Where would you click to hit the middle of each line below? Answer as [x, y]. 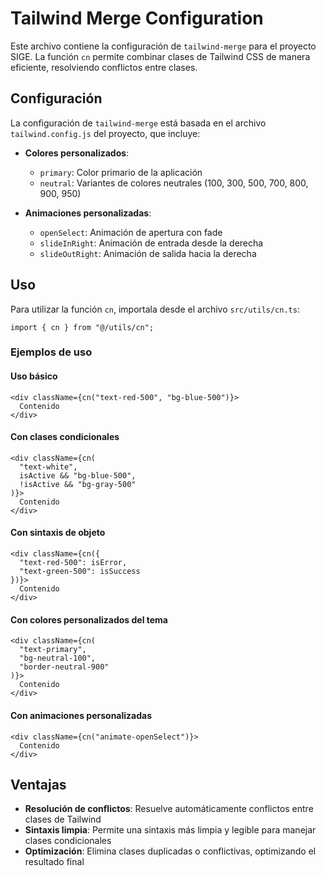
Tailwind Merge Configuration [137, 18]
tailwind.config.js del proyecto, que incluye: [105, 133]
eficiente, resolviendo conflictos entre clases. [104, 67]
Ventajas [38, 784]
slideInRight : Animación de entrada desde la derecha [151, 243]
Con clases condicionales [65, 437]
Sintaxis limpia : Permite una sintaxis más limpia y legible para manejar [170, 830]
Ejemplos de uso [51, 352]
